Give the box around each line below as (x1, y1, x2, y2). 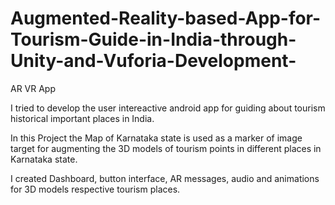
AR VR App (10, 82, 57, 94)
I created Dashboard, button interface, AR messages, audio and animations (10, 172, 320, 184)
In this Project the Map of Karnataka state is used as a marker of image (10, 132, 303, 144)
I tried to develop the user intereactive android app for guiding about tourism (10, 102, 326, 114)
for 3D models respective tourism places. (10, 183, 181, 195)
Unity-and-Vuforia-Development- (10, 50, 297, 72)
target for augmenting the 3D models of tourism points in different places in (10, 142, 322, 154)
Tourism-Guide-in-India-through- (10, 28, 297, 51)
